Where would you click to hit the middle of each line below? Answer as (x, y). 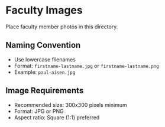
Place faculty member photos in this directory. (62, 27)
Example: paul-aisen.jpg (45, 72)
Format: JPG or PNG (39, 111)
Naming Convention (43, 45)
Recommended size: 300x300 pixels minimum (71, 105)
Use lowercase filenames (45, 59)
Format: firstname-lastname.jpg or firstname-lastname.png (86, 66)
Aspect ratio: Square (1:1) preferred (57, 117)
